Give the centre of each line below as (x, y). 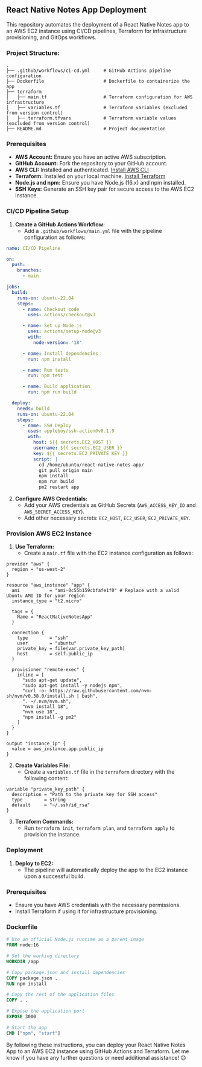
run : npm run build (52, 392)
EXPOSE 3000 (21, 1017)
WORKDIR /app (23, 961)
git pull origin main (66, 470)
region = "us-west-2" (39, 570)
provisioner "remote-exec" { (48, 670)
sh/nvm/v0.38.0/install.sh (40, 696)
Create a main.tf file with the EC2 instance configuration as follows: (109, 553)
